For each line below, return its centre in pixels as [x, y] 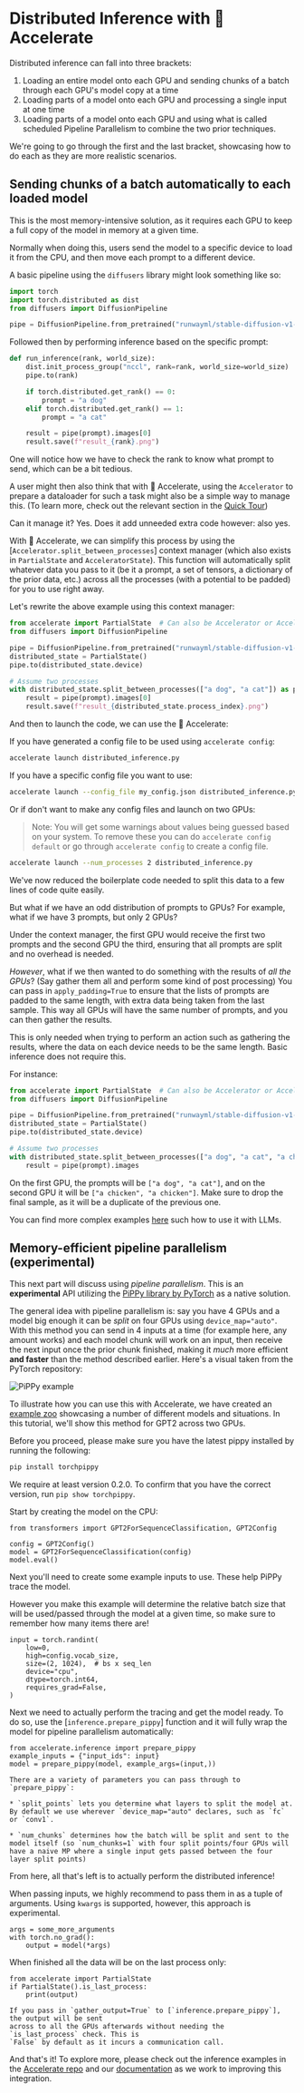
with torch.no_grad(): [52, 1938]
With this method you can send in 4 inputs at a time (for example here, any [148, 1330]
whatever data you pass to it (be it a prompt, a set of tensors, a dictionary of [151, 569]
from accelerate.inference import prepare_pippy [103, 1748]
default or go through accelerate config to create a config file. [150, 846]
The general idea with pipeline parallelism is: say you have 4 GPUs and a [145, 1311]
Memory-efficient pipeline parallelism [119, 1248]
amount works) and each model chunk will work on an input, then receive [146, 1340]
